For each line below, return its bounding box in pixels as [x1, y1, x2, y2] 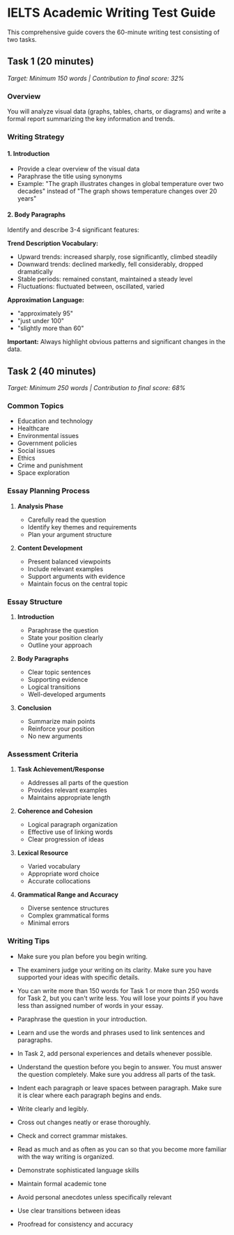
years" [17, 194, 37, 203]
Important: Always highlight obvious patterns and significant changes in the [7, 338, 226, 346]
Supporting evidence [27, 676, 88, 684]
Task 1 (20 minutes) [7, 56, 94, 68]
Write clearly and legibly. [17, 1104, 89, 1112]
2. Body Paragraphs [7, 210, 66, 219]
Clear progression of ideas [27, 835, 104, 844]
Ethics [17, 454, 36, 463]
